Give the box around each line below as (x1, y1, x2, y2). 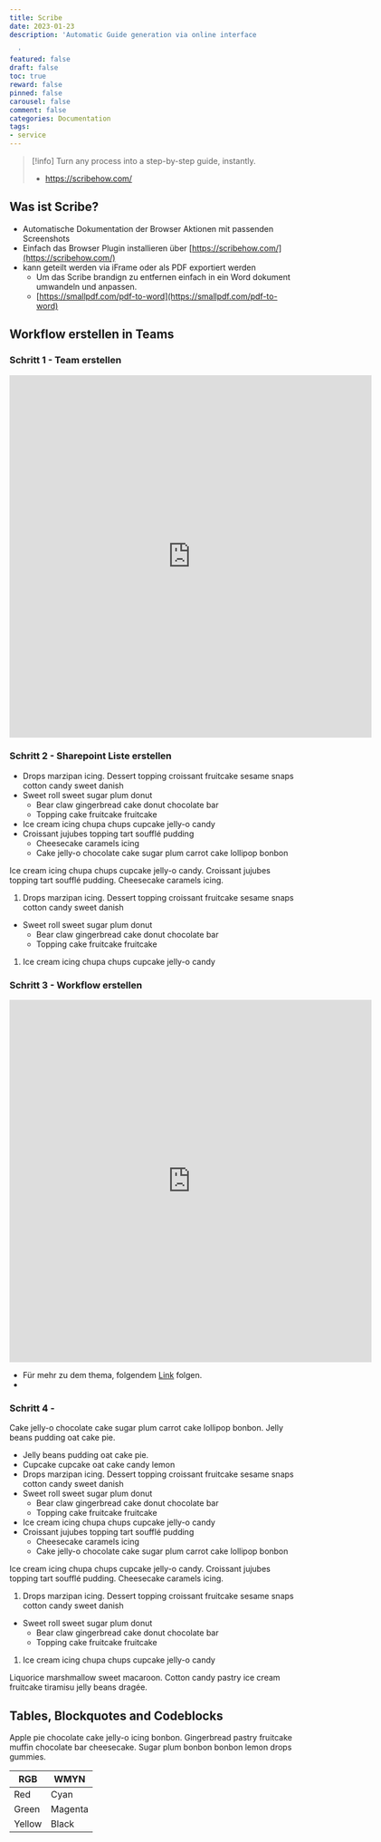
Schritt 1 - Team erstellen (9, 354, 122, 367)
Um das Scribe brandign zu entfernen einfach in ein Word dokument (35, 271, 291, 282)
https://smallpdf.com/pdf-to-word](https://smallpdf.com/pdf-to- (39, 291, 278, 302)
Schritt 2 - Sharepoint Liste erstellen (9, 749, 172, 762)
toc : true (9, 72, 47, 82)
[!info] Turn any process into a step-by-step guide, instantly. (31, 156, 256, 166)
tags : (9, 122, 30, 131)
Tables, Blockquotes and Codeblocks (9, 1708, 224, 1723)
